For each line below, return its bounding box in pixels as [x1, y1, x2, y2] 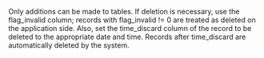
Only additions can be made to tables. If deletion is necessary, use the [8, 7, 240, 16]
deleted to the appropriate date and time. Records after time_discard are [8, 32, 246, 41]
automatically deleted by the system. [8, 41, 130, 50]
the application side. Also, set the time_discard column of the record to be [8, 24, 252, 33]
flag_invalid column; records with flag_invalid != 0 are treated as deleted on [8, 15, 256, 25]
